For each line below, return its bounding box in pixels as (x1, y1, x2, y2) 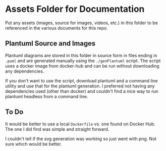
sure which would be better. (5, 141, 62, 147)
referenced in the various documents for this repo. (5, 25, 108, 31)
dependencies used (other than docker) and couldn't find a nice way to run (5, 88, 159, 94)
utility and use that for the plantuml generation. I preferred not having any (5, 83, 155, 89)
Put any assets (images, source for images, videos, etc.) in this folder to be (5, 20, 158, 26)
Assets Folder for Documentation (5, 3, 145, 15)
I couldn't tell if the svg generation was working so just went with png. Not (5, 136, 157, 142)
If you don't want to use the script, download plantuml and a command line (5, 77, 158, 83)
